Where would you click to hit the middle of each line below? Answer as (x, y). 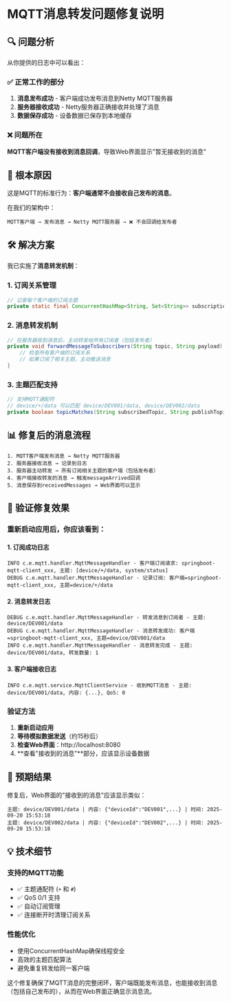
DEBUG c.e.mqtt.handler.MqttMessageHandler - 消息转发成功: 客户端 (101, 631)
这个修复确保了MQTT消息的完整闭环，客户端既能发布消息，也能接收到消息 (112, 983)
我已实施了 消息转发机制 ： (43, 266)
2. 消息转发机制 (33, 326)
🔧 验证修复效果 (38, 508)
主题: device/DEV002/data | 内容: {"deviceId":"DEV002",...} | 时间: (106, 823)
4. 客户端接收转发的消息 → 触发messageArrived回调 (74, 478)
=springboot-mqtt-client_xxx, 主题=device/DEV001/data (86, 638)
